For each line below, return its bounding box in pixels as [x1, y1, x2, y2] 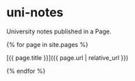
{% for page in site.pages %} [6, 40, 88, 48]
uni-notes [6, 5, 64, 20]
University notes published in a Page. [6, 27, 112, 35]
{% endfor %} [6, 67, 46, 75]
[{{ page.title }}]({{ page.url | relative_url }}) [6, 53, 129, 62]
